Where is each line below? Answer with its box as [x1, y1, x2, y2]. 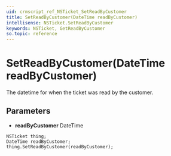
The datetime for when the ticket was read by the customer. [6, 89, 154, 96]
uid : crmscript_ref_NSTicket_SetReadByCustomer [6, 8, 127, 15]
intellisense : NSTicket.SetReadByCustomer [6, 20, 114, 26]
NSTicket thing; [6, 133, 47, 139]
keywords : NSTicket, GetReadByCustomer [6, 25, 106, 32]
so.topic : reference [6, 31, 58, 37]
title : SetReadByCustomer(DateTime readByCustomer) [6, 14, 138, 20]
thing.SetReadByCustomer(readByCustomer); [6, 143, 114, 149]
